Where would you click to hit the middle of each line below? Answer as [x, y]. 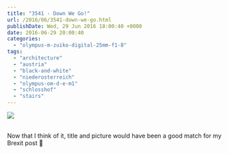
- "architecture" [38, 58]
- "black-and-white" [42, 70]
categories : [24, 39]
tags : [15, 52]
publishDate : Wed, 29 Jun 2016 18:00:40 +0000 [75, 26]
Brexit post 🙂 [25, 143]
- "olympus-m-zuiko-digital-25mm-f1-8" [70, 45]
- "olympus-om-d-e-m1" [46, 84]
